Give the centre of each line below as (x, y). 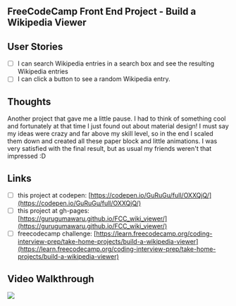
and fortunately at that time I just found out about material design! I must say (118, 126)
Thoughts (29, 102)
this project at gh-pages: (53, 211)
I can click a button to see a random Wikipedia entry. (94, 79)
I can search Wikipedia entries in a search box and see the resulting (116, 63)
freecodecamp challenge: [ (57, 234)
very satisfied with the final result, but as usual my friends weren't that (110, 149)
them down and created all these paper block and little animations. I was (112, 141)
